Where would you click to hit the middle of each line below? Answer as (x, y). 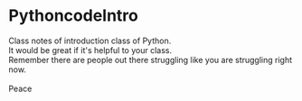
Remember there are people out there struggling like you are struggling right (151, 60)
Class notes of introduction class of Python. (90, 41)
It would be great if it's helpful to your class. (90, 50)
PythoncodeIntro (74, 16)
